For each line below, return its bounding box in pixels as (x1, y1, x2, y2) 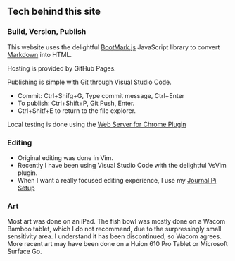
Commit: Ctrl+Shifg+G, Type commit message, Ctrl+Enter (17, 91, 185, 99)
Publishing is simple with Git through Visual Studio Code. (7, 78, 172, 86)
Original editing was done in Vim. (17, 153, 114, 162)
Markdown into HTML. (7, 50, 72, 59)
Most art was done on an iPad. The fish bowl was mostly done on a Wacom (7, 217, 226, 226)
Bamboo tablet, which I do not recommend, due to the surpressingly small (7, 225, 222, 233)
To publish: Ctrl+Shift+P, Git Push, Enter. (17, 99, 135, 107)
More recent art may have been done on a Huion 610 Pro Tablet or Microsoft (7, 240, 229, 248)
